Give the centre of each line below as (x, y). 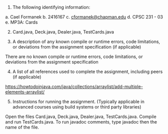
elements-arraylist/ (25, 92)
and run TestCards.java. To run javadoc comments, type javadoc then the (81, 122)
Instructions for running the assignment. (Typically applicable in (78, 101)
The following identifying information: (51, 7)
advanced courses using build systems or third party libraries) (77, 107)
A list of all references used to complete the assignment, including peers (88, 71)
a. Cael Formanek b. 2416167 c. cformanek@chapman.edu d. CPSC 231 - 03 (84, 17)
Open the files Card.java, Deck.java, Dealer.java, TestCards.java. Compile (81, 116)
